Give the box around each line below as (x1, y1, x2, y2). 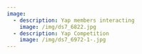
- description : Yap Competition (13, 29, 110, 37)
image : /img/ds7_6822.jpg (19, 23, 97, 30)
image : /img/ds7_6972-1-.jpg (19, 36, 106, 43)
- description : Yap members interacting (13, 17, 135, 24)
